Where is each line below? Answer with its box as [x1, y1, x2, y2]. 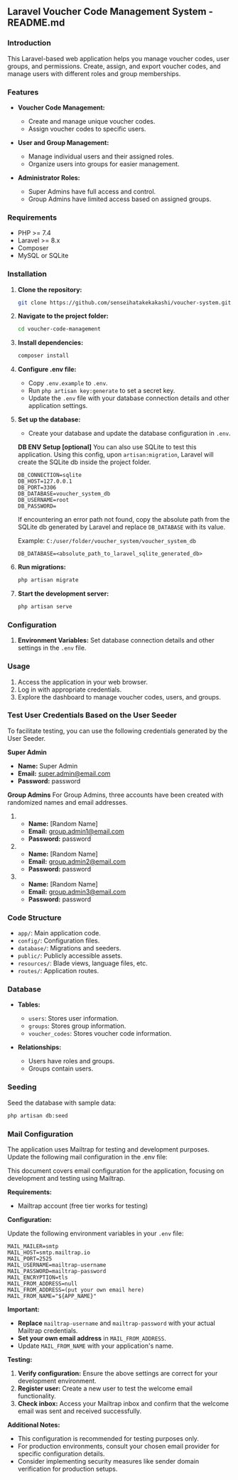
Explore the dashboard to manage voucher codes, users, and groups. [17, 692, 222, 701]
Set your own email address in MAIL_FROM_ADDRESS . [17, 1334, 167, 1342]
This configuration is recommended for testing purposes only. [17, 1434, 199, 1442]
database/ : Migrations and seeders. [17, 944, 121, 953]
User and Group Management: [17, 138, 109, 146]
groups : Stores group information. [28, 1021, 126, 1030]
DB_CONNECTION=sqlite [17, 472, 82, 479]
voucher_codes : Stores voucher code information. [28, 1029, 172, 1038]
